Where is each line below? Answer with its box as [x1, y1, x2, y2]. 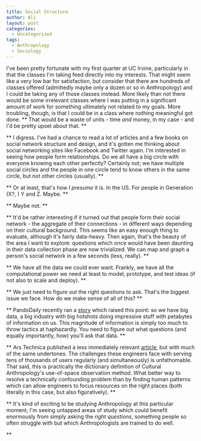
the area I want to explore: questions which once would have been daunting [6, 239, 194, 246]
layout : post [6, 20, 39, 26]
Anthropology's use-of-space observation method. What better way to [6, 369, 181, 377]
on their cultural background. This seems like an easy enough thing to [6, 227, 179, 234]
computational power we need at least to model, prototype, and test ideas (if [6, 270, 196, 277]
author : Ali [6, 14, 36, 20]
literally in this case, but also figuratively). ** [6, 388, 116, 395]
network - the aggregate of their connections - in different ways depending [6, 220, 193, 227]
